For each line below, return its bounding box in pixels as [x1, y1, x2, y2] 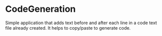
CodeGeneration [5, 3, 76, 15]
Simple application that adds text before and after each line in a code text [5, 20, 157, 26]
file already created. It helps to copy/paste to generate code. [5, 25, 131, 31]
